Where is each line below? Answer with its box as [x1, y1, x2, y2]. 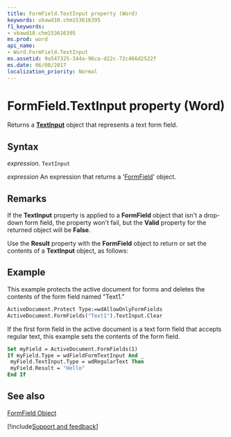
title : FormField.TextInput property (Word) [7, 10, 138, 17]
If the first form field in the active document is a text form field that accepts [7, 325, 222, 333]
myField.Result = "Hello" [10, 365, 85, 372]
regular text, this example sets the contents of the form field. [7, 332, 180, 340]
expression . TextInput [7, 159, 71, 168]
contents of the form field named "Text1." [7, 292, 125, 301]
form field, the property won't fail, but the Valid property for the [24, 219, 207, 227]
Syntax [7, 141, 39, 152]
